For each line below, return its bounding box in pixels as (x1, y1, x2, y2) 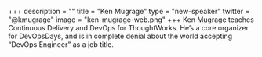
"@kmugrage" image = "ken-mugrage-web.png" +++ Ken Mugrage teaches (8, 15, 255, 24)
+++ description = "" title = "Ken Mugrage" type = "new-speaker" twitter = (8, 7, 250, 16)
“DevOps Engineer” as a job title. (8, 40, 114, 49)
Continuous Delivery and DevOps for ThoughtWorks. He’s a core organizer (8, 23, 249, 32)
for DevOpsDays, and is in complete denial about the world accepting (8, 31, 233, 41)
